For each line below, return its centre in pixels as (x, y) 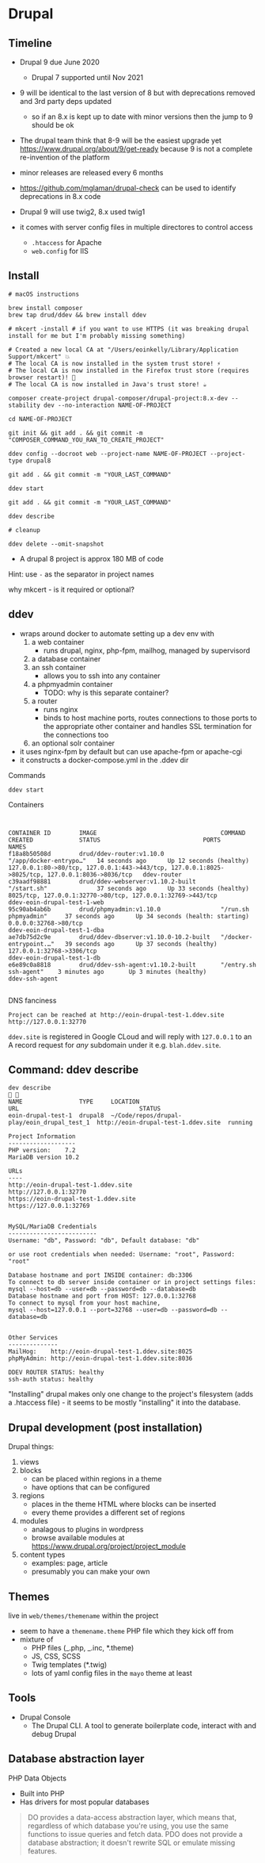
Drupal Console (45, 1717)
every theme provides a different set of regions (108, 1512)
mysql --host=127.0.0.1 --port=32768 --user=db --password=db (113, 1310)
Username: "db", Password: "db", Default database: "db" (104, 1241)
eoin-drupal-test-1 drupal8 (56, 1116)
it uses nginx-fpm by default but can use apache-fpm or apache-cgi (131, 751)
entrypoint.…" (32, 944)
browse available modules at (78, 1538)
